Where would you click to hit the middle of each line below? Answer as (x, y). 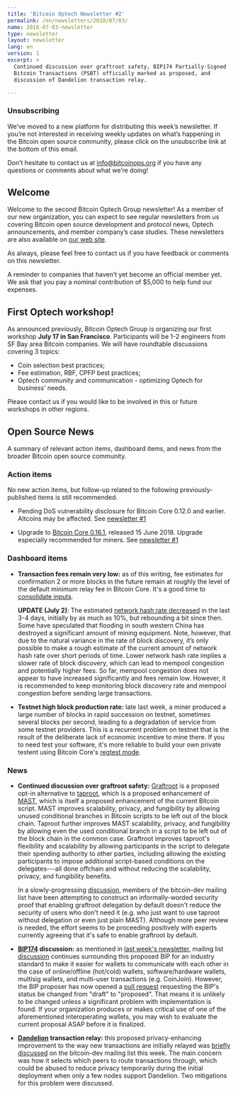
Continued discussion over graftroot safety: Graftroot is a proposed (118, 786)
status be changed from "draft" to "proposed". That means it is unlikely (121, 994)
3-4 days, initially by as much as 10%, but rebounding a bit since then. (120, 618)
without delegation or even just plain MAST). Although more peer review (123, 920)
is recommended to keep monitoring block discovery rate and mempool (122, 686)
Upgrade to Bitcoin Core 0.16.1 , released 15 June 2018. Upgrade (110, 532)
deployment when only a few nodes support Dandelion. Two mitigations (122, 1076)
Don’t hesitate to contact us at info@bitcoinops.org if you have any (104, 162)
